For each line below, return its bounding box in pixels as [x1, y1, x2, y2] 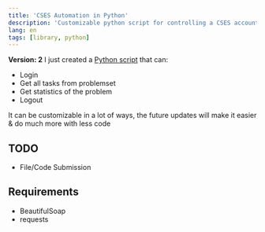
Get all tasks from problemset [19, 79, 116, 88]
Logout [19, 95, 43, 105]
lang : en [8, 26, 37, 34]
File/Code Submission [19, 163, 91, 172]
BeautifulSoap [19, 206, 66, 215]
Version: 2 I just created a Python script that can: [8, 55, 169, 64]
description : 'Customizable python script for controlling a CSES [8, 19, 231, 27]
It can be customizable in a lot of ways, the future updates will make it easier [8, 111, 257, 120]
